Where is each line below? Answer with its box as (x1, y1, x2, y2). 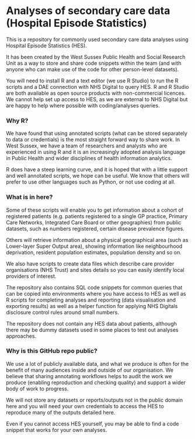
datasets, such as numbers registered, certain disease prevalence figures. (6, 225, 185, 232)
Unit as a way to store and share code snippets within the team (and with (6, 60, 182, 67)
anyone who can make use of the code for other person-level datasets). (6, 65, 179, 72)
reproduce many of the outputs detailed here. (6, 409, 116, 416)
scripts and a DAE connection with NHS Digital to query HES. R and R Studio (6, 83, 189, 90)
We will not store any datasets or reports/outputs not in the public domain (6, 396, 183, 403)
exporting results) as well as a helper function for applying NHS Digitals (6, 302, 178, 309)
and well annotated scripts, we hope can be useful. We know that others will (6, 172, 190, 179)
